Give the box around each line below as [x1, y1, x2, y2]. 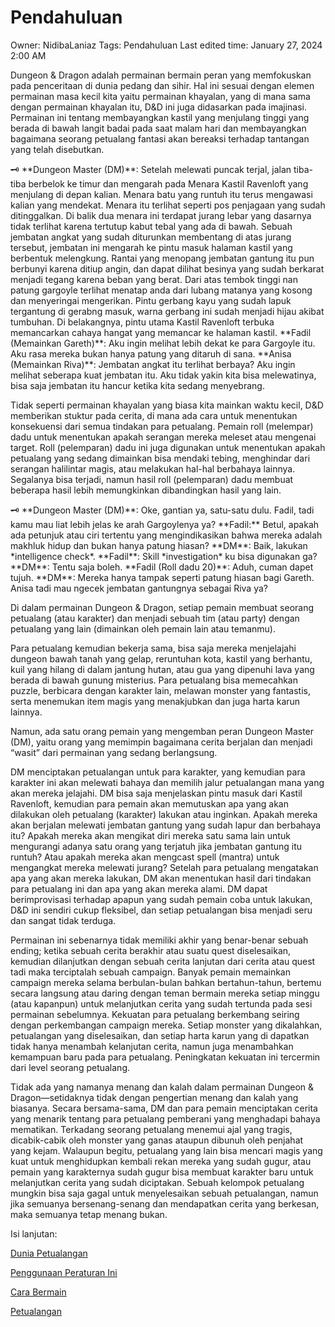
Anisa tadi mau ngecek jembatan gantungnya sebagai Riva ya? [10, 582, 268, 594]
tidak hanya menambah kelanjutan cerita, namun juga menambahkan [10, 1040, 294, 1052]
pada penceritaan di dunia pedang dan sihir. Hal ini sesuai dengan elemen [10, 79, 315, 91]
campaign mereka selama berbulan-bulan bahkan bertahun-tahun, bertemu [10, 976, 322, 988]
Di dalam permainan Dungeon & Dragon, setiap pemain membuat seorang [10, 601, 315, 613]
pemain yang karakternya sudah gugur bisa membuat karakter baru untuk [10, 1166, 314, 1178]
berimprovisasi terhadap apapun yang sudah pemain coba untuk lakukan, [10, 893, 313, 905]
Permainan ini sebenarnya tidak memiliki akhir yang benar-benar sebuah [10, 934, 309, 946]
